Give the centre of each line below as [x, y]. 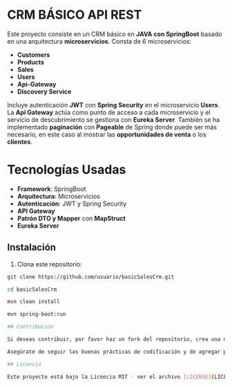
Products [31, 62]
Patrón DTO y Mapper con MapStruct [71, 218]
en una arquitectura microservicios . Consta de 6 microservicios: [99, 41]
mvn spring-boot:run [37, 314]
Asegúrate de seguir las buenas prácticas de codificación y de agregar [114, 352]
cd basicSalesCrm [32, 289]
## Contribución [30, 327]
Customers [33, 55]
